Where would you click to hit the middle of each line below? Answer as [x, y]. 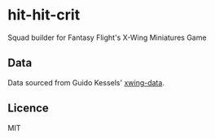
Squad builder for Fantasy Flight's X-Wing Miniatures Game [107, 37]
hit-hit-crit [44, 15]
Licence [29, 109]
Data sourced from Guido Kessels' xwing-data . [86, 82]
